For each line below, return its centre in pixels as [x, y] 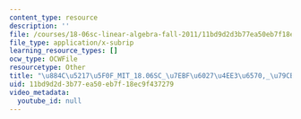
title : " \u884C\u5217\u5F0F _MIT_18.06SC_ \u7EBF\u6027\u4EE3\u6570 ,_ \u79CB [152, 76]
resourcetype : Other [48, 68]
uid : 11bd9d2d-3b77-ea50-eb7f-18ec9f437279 [92, 84]
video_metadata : [39, 92]
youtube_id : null [50, 101]
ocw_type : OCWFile [43, 59]
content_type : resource [54, 17]
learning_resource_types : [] [64, 51]
